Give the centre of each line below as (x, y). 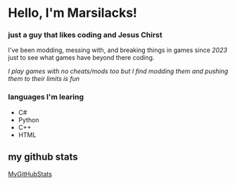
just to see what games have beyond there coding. (81, 58)
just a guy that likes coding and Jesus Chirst (85, 35)
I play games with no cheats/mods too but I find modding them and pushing (118, 71)
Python (28, 120)
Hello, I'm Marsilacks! (73, 13)
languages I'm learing (46, 97)
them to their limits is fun (44, 79)
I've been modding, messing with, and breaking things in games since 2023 (118, 50)
